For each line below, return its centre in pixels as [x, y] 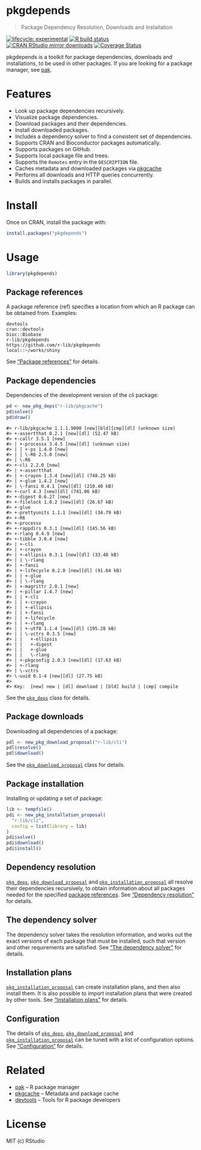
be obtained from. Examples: [42, 313]
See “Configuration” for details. [45, 1046]
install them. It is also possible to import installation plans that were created [99, 993]
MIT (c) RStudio [25, 1141]
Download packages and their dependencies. [71, 123]
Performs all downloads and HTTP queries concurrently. [84, 175]
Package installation [45, 784]
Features [29, 94]
